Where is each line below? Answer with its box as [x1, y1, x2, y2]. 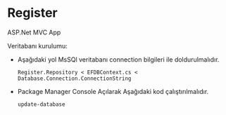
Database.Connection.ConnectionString [17, 75, 132, 82]
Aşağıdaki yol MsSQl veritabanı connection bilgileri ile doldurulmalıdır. [17, 55, 220, 64]
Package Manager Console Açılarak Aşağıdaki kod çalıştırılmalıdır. [17, 87, 209, 95]
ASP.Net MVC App [7, 28, 61, 36]
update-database [17, 100, 65, 108]
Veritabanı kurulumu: [7, 41, 68, 50]
